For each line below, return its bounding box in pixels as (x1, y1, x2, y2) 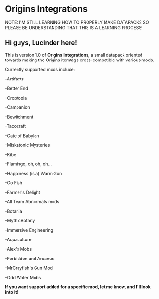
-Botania (5, 208, 23, 214)
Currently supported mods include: (5, 66, 75, 72)
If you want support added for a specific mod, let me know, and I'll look (5, 284, 151, 290)
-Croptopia (5, 95, 27, 100)
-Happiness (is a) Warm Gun (5, 170, 62, 176)
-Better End (5, 85, 28, 91)
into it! (5, 289, 18, 295)
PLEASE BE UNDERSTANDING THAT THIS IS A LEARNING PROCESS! (5, 24, 143, 30)
